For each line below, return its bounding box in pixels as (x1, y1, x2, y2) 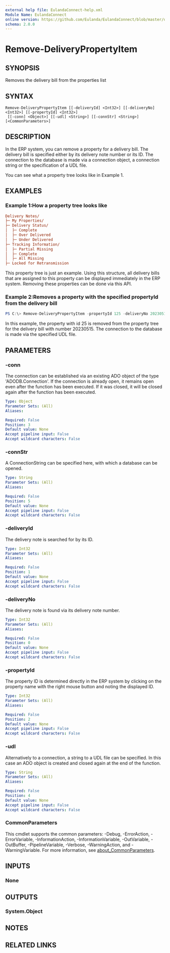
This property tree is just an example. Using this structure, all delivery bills (5, 270, 160, 276)
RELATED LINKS (5, 941, 57, 949)
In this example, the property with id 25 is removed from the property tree (5, 321, 159, 327)
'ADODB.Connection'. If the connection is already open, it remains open (5, 378, 154, 384)
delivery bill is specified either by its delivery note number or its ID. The (5, 151, 153, 158)
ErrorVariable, (5, 836, 34, 842)
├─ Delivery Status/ (5, 223, 49, 228)
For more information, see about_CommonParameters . (42, 847, 155, 853)
